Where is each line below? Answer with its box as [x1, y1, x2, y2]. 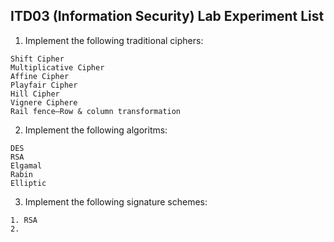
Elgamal [10, 160, 43, 171]
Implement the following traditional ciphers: [24, 34, 204, 46]
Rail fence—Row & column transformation [10, 106, 182, 116]
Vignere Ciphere [10, 97, 78, 108]
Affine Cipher [10, 71, 70, 81]
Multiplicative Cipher [10, 62, 105, 73]
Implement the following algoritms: [24, 124, 168, 136]
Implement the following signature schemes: [24, 195, 208, 208]
